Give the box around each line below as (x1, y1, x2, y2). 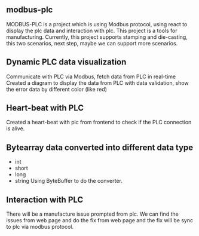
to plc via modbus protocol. (6, 223, 74, 231)
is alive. (6, 125, 25, 132)
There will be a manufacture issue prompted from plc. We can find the (6, 210, 179, 217)
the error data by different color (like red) (6, 85, 108, 93)
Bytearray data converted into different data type (6, 142, 194, 152)
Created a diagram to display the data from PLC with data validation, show (6, 79, 189, 86)
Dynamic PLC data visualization (6, 57, 127, 68)
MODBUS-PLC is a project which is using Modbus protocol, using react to (6, 20, 188, 27)
